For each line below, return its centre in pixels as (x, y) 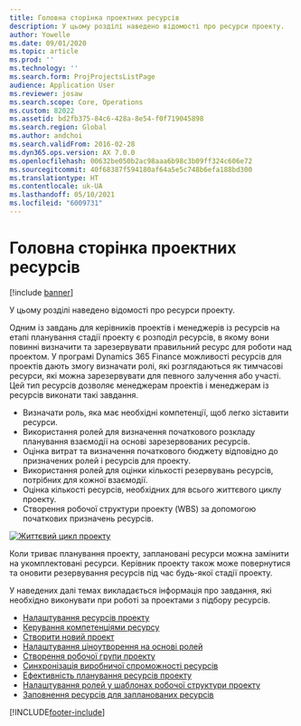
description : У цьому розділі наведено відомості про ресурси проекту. (147, 26)
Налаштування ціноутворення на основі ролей (113, 646)
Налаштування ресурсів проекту (86, 617)
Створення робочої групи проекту (89, 656)
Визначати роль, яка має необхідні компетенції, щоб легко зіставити (155, 412)
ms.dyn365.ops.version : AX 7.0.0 (72, 152)
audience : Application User (62, 85)
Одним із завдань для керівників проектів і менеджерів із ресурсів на (145, 327)
